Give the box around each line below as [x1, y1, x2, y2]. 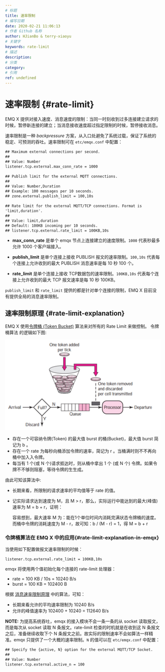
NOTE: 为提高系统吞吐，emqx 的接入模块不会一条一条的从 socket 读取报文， [5, 618, 161, 624]
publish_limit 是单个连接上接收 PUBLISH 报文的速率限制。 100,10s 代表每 [12, 254, 160, 260]
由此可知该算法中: [5, 477, 41, 483]
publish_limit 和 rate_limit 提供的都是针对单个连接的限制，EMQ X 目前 [5, 287, 153, 293]
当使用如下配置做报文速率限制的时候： [5, 546, 83, 552]
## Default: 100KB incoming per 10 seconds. [5, 223, 98, 228]
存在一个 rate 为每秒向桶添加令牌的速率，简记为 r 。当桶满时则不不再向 [12, 448, 157, 454]
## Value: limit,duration [5, 218, 58, 223]
